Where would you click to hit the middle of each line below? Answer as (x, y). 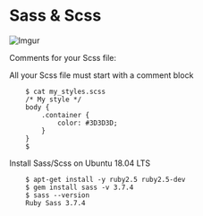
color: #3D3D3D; (87, 123)
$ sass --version (58, 195)
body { (38, 107)
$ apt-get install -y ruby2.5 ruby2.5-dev (106, 179)
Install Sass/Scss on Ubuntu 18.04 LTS (80, 163)
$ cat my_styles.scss (65, 91)
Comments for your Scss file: (63, 57)
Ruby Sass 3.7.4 (56, 203)
